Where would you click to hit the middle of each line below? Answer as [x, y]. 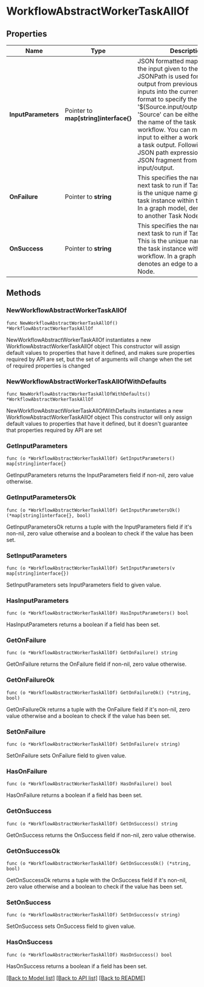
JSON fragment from [167, 160]
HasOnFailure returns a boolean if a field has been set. [74, 795]
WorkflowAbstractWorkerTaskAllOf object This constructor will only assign [99, 417]
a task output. [157, 145]
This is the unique [163, 241]
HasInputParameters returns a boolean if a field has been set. [83, 625]
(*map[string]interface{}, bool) [49, 515]
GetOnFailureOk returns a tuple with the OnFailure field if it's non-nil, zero [98, 709]
